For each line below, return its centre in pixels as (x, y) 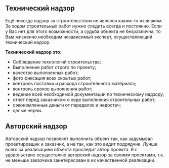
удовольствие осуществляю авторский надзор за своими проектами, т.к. (85, 155)
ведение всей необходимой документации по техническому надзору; (88, 94)
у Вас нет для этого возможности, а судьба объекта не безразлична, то (83, 31)
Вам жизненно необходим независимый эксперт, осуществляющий (79, 37)
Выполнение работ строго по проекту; (54, 67)
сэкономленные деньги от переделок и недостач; (67, 105)
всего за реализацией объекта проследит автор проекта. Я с (71, 149)
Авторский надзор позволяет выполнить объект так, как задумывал (79, 139)
